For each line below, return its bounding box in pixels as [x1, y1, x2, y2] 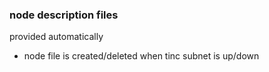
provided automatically [9, 31, 104, 43]
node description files [9, 8, 119, 22]
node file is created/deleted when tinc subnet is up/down [23, 50, 260, 62]
